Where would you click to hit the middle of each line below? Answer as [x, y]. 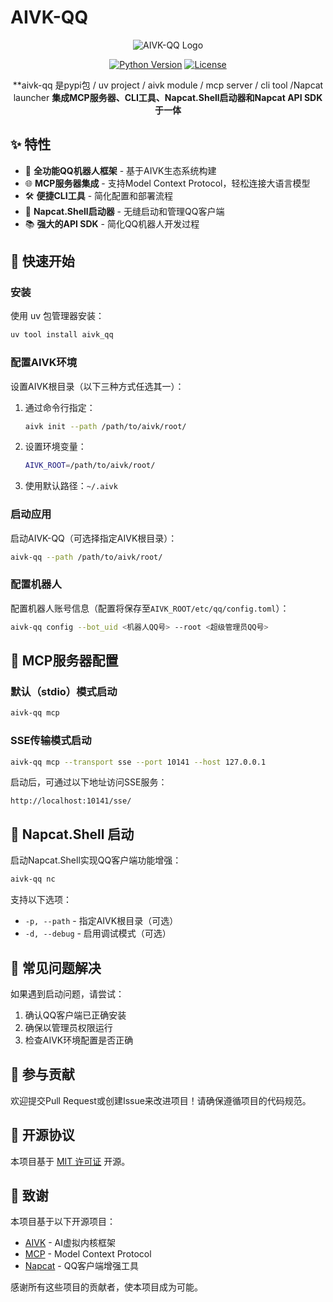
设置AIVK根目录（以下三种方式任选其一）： [97, 386]
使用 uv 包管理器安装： [57, 316]
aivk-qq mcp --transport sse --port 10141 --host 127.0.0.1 [138, 762]
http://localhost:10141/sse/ [71, 801]
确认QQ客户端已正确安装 [75, 1015]
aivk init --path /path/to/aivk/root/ [105, 426]
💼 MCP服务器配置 [64, 661]
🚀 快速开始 [42, 261]
